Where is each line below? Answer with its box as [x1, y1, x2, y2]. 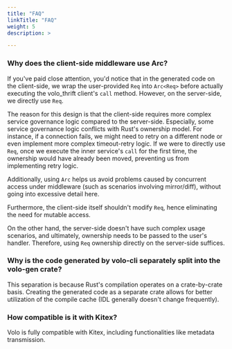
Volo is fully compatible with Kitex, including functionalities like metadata [7, 328, 215, 337]
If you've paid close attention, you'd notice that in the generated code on [7, 74, 215, 83]
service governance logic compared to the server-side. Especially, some [7, 117, 214, 126]
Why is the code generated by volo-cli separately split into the [7, 256, 221, 266]
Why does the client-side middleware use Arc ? [7, 58, 168, 68]
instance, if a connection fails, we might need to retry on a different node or [7, 132, 223, 140]
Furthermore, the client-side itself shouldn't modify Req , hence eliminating [7, 203, 217, 212]
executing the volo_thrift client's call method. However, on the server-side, [7, 89, 222, 97]
